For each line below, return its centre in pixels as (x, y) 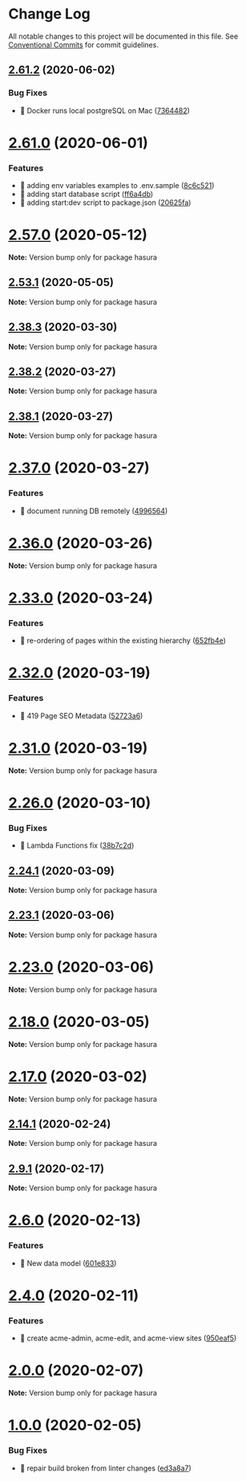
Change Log (49, 14)
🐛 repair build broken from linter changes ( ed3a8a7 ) (106, 1468)
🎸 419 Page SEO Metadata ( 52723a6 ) (81, 715)
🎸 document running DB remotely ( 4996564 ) (94, 510)
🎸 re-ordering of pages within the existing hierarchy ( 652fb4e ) (123, 640)
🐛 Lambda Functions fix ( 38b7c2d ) (77, 845)
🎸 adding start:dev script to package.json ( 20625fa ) (105, 203)
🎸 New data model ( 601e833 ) (68, 1263)
